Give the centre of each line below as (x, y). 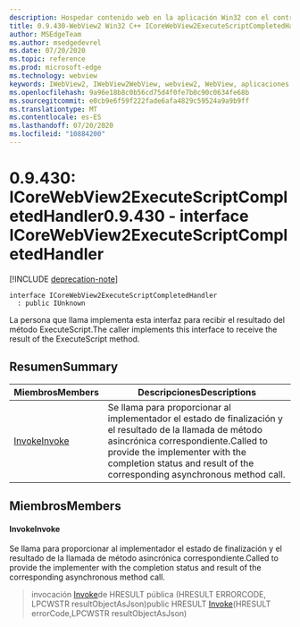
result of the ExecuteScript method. (75, 339)
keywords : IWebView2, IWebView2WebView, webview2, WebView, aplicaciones (150, 84)
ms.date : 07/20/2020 (48, 51)
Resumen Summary (64, 367)
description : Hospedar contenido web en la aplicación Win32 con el (139, 17)
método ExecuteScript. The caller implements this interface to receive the (143, 329)
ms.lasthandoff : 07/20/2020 (62, 126)
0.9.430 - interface (176, 216)
